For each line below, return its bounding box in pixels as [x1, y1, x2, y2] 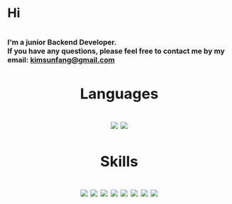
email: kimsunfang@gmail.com [7, 55, 115, 65]
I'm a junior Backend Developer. [7, 38, 117, 47]
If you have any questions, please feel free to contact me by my [7, 46, 225, 56]
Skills [100, 152, 138, 171]
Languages [79, 84, 159, 103]
